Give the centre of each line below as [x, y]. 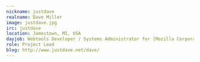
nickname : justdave [30, 12]
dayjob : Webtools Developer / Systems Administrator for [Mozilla [90, 39]
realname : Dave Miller [34, 17]
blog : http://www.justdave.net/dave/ [53, 50]
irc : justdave [24, 28]
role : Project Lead [30, 45]
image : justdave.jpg [32, 22]
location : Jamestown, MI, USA [44, 34]
